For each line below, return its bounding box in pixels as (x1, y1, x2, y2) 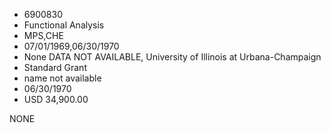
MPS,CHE (23, 30, 64, 41)
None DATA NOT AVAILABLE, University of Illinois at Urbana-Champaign (23, 51, 322, 63)
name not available (23, 72, 102, 84)
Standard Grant (23, 62, 87, 73)
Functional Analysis (23, 19, 105, 31)
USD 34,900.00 (23, 94, 89, 105)
